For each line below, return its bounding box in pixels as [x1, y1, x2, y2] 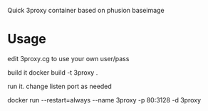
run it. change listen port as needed [7, 82, 112, 90]
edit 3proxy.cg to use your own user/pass [7, 54, 130, 63]
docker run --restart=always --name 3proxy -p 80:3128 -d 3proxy [7, 95, 202, 104]
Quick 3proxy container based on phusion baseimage [7, 6, 165, 14]
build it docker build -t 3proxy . [7, 68, 98, 77]
